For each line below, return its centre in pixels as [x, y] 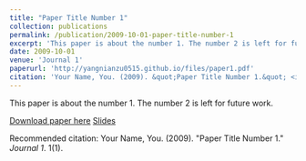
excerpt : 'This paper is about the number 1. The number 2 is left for [148, 43]
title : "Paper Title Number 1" [69, 18]
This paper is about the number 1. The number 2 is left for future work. [142, 103]
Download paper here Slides [63, 120]
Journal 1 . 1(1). [36, 147]
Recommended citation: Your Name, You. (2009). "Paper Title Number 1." [147, 138]
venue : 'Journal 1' [46, 60]
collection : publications [58, 26]
